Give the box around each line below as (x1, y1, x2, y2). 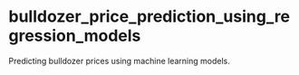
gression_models (8, 25, 141, 46)
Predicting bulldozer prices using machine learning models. (8, 55, 230, 66)
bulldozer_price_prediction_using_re (8, 6, 291, 27)
